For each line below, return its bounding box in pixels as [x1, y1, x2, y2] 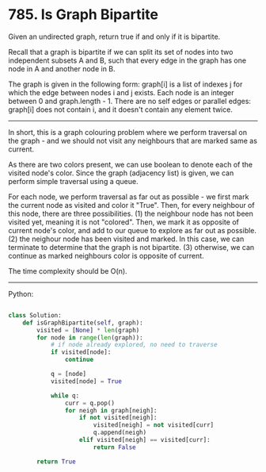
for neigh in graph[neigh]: [64, 406, 158, 414]
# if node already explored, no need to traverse [50, 341, 218, 349]
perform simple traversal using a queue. [8, 176, 139, 186]
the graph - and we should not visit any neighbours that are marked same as [8, 136, 257, 145]
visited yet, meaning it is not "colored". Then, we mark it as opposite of [8, 217, 239, 227]
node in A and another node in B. [8, 63, 116, 73]
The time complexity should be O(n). [8, 266, 128, 275]
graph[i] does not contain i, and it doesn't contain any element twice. [8, 105, 234, 114]
